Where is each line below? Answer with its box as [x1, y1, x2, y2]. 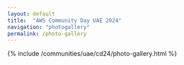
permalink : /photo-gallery [7, 30, 87, 37]
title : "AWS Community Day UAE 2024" [7, 17, 122, 24]
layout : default [7, 10, 55, 18]
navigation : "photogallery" [7, 23, 91, 30]
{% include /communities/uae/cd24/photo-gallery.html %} [7, 49, 178, 58]
